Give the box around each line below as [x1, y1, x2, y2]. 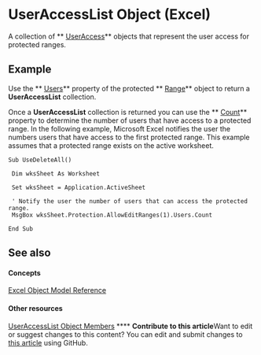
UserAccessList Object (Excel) [8, 6, 211, 24]
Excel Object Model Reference [8, 286, 107, 295]
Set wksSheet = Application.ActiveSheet [11, 183, 146, 191]
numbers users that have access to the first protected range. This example [8, 132, 250, 142]
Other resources [8, 303, 63, 312]
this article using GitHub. [8, 338, 88, 347]
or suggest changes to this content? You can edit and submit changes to [8, 329, 243, 339]
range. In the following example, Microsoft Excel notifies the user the [8, 124, 230, 133]
